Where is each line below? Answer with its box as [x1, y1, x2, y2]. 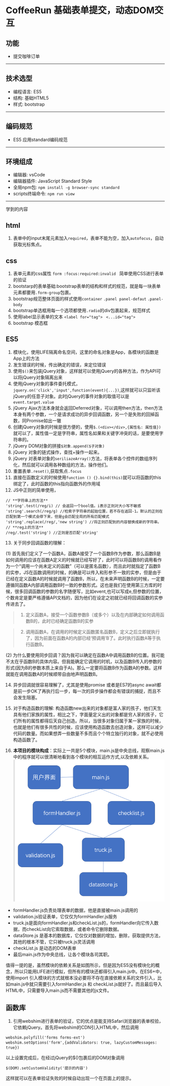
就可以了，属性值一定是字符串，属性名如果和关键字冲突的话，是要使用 [13, 430, 159, 436]
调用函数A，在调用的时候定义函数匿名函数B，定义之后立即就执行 [25, 628, 160, 634]
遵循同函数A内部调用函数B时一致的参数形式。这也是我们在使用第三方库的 [6, 582, 158, 588]
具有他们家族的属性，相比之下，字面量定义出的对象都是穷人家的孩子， [13, 711, 159, 717]
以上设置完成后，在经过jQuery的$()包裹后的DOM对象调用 [6, 1054, 125, 1061]
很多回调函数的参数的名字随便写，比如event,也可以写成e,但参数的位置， [14, 588, 164, 594]
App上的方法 [13, 355, 40, 361]
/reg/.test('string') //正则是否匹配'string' [6, 530, 99, 535]
